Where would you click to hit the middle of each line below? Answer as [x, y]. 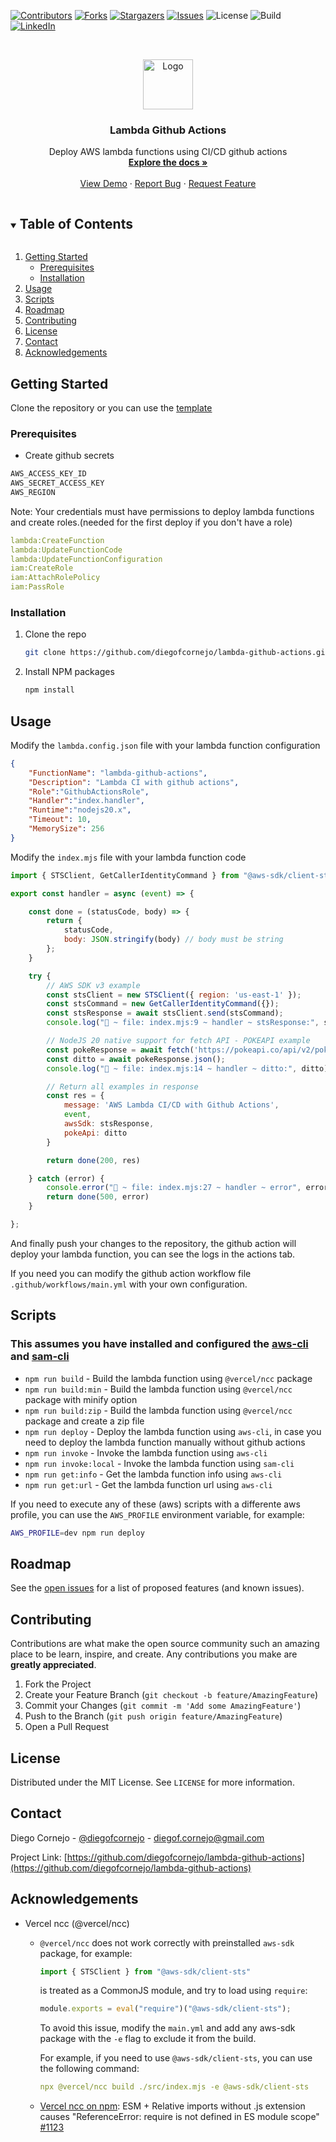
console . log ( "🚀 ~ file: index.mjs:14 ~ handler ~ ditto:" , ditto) [187, 1068]
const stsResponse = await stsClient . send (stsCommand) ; [165, 1013]
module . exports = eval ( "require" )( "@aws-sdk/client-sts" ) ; [165, 2009]
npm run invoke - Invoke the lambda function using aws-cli [146, 1452]
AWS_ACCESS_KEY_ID [48, 474]
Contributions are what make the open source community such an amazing [165, 1644]
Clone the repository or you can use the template [111, 407]
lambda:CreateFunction [57, 540]
